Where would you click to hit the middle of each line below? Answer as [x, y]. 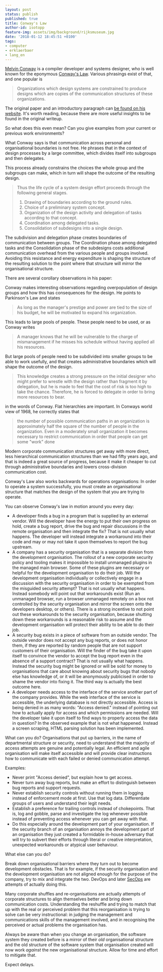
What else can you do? [28, 854]
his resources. [31, 347]
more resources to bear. [41, 397]
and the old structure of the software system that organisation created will [79, 945]
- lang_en [15, 55]
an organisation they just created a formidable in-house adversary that [83, 834]
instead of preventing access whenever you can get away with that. [80, 819]
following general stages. [42, 193]
